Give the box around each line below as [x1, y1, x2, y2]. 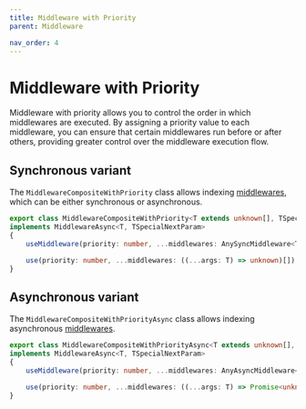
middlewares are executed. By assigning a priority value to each [9, 117, 250, 128]
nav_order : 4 [9, 38, 59, 47]
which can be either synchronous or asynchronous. [9, 196, 203, 207]
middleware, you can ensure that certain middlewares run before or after [9, 126, 282, 137]
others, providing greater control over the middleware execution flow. [9, 136, 270, 147]
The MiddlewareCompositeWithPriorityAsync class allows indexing [9, 314, 255, 324]
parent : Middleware [9, 22, 84, 31]
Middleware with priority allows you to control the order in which [9, 107, 251, 118]
